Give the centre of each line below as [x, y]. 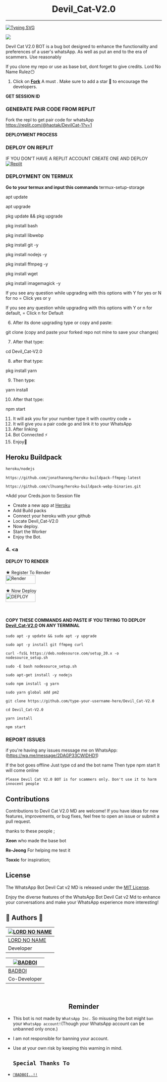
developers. [25, 86]
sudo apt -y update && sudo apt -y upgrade [51, 636]
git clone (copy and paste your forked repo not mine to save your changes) [82, 332]
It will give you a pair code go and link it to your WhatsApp [72, 424]
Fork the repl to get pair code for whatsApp [50, 120]
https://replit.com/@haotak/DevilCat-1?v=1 [49, 125]
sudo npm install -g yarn [32, 684]
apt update [17, 197]
